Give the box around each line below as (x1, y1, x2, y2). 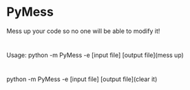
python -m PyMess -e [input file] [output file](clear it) (6, 75, 158, 83)
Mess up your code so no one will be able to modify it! (6, 27, 160, 35)
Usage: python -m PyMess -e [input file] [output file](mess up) (6, 51, 184, 59)
